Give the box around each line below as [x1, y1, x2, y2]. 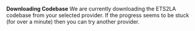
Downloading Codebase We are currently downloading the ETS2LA [6, 5, 176, 12]
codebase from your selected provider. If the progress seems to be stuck [6, 12, 190, 19]
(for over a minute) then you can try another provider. [6, 18, 140, 25]
